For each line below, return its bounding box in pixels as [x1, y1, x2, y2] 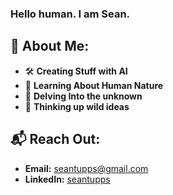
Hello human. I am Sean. [10, 7, 131, 21]
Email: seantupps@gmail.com [24, 162, 149, 174]
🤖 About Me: [10, 38, 90, 55]
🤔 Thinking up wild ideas [24, 100, 130, 112]
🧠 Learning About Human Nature [24, 79, 164, 91]
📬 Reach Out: [10, 131, 101, 148]
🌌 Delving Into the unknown [24, 90, 143, 102]
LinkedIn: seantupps [24, 173, 111, 185]
